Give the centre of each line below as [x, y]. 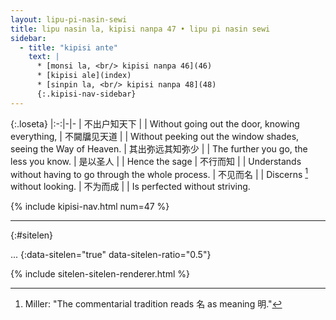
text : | [44, 57]
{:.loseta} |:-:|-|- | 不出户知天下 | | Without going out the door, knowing [155, 123]
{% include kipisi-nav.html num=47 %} [90, 207]
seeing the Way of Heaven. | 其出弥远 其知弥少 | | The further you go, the [159, 148]
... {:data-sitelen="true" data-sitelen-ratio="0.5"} [111, 255]
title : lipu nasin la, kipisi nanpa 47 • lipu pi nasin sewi [140, 29]
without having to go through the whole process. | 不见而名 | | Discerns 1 [159, 173]
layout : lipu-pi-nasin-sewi [69, 19]
